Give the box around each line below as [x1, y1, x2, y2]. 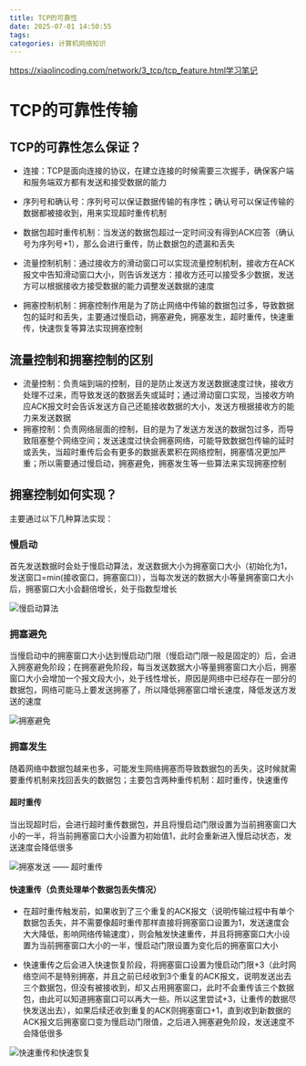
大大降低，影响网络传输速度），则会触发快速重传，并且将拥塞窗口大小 [22, 928, 282, 940]
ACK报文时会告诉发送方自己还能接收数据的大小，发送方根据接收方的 [30, 401, 287, 412]
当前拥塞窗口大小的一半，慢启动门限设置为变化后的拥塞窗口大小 [38, 940, 279, 951]
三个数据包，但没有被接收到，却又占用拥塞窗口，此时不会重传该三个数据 [22, 982, 294, 993]
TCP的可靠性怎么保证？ [9, 139, 142, 155]
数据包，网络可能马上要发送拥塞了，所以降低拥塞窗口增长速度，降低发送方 [9, 685, 289, 695]
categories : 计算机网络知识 [9, 38, 107, 48]
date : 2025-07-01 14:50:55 [9, 22, 112, 31]
